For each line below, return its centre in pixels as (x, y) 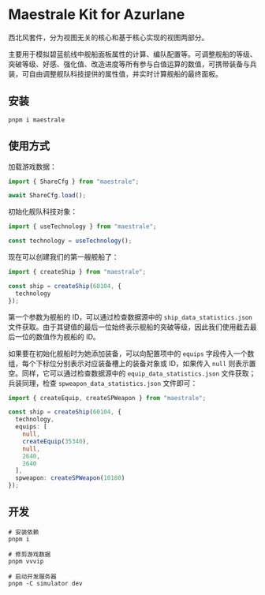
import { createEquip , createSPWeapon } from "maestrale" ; (107, 398)
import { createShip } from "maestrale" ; (77, 272)
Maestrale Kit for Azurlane (97, 15)
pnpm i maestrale (37, 120)
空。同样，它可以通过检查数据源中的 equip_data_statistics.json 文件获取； (132, 373)
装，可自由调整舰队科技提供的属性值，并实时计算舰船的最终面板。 (115, 73)
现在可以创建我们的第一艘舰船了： (63, 257)
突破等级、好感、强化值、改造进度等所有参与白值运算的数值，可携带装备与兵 (132, 64)
